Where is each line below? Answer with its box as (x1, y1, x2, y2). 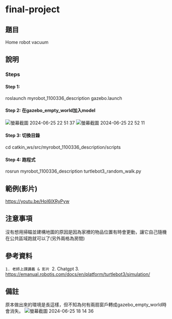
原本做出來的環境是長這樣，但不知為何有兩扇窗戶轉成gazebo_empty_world (5, 302, 162, 308)
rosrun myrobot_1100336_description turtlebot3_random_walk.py (5, 168, 142, 175)
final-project (5, 4, 60, 15)
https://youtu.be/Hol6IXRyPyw (5, 198, 70, 204)
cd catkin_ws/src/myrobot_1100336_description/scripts (5, 144, 121, 150)
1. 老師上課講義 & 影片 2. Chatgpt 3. (5, 265, 79, 272)
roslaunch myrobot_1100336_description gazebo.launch (5, 95, 122, 101)
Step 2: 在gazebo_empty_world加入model (5, 108, 96, 114)
